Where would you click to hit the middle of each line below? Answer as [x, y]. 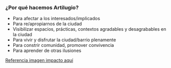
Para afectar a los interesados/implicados [56, 19]
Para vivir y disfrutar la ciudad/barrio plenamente [64, 40]
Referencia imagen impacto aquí [39, 60]
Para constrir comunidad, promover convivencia [63, 45]
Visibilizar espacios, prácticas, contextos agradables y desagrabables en [89, 29]
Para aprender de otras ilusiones [47, 51]
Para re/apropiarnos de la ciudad [47, 24]
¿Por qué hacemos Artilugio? [42, 8]
